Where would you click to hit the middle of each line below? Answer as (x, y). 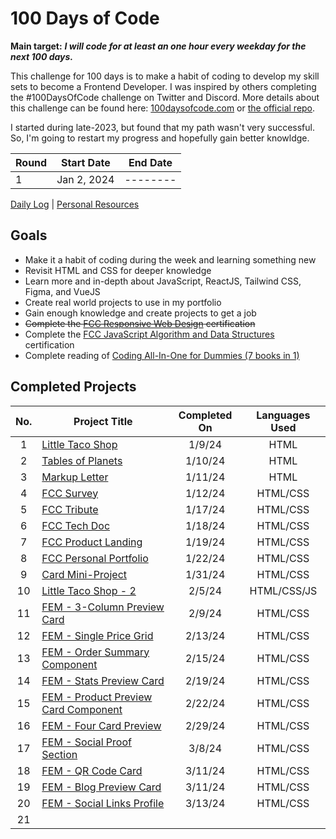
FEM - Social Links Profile (103, 803)
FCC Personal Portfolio (95, 558)
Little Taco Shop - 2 (89, 590)
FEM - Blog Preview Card (101, 787)
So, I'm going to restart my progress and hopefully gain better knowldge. (160, 138)
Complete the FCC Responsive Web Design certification (140, 323)
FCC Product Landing (92, 542)
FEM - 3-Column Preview (103, 607)
